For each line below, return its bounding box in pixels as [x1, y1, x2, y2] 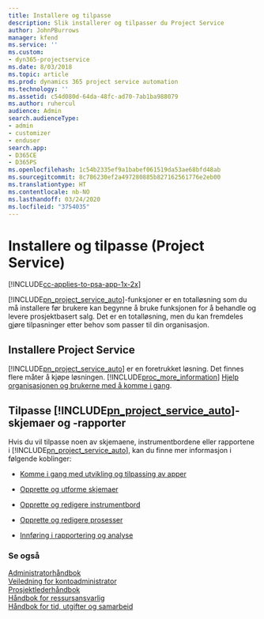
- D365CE [8, 151, 37, 159]
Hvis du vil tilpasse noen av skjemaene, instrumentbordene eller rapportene [8, 436, 255, 447]
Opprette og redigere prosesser [19, 515, 123, 524]
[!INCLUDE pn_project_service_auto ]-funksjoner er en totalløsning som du [8, 295, 247, 304]
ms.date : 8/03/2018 [8, 63, 73, 71]
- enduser [8, 136, 41, 145]
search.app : [8, 144, 47, 152]
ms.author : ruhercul [8, 100, 77, 108]
